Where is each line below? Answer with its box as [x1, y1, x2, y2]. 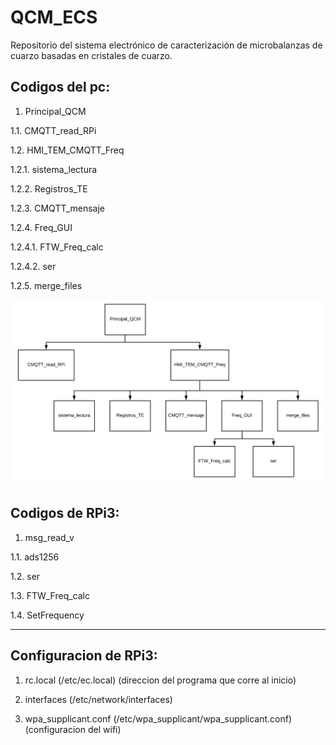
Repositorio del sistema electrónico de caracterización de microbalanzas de [10, 39, 323, 51]
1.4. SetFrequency [10, 609, 85, 621]
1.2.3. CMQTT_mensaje [10, 202, 106, 214]
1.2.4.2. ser [10, 260, 57, 272]
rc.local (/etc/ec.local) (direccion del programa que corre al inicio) [24, 674, 297, 686]
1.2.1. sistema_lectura [10, 163, 98, 175]
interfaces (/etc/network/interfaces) [24, 693, 173, 705]
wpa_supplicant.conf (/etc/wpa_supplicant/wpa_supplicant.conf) [24, 712, 293, 725]
